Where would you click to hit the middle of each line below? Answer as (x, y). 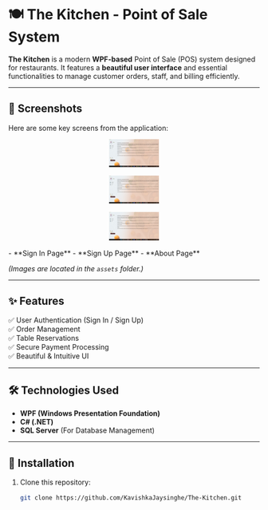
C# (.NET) (37, 422)
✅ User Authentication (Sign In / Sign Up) (76, 320)
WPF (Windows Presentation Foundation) (90, 413)
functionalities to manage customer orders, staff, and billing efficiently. (124, 76)
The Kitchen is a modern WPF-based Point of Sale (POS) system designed (132, 59)
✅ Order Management (45, 329)
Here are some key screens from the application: (89, 128)
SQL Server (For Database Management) (87, 430)
